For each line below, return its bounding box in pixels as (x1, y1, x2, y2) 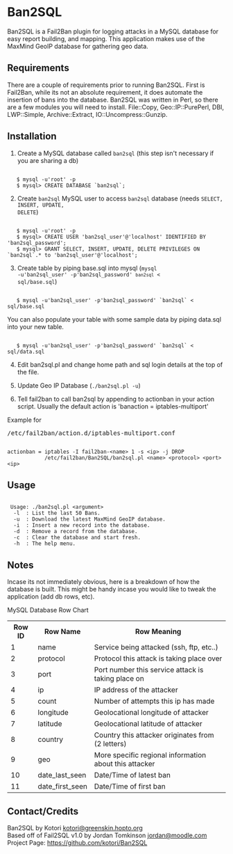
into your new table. (7, 322, 64, 331)
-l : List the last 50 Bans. (13, 509, 101, 517)
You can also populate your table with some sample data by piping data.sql (7, 315, 222, 324)
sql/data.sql (7, 348, 45, 355)
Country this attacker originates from (94, 730, 214, 740)
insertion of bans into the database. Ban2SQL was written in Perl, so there (7, 95, 218, 104)
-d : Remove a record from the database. (13, 528, 138, 535)
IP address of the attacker (94, 685, 178, 695)
